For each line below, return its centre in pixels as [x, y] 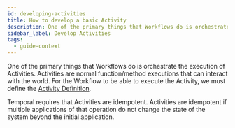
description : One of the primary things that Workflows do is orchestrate [119, 27]
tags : [15, 40]
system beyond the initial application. [61, 117]
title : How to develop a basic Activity [67, 20]
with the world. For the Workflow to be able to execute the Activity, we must [116, 81]
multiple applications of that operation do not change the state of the [106, 109]
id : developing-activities [47, 14]
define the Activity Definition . [49, 88]
